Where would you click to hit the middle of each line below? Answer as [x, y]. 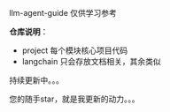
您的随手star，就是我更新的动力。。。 [74, 99]
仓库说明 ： [29, 32]
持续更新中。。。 [36, 80]
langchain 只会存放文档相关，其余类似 [91, 61]
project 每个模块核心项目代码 [75, 50]
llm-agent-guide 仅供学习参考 [63, 13]
